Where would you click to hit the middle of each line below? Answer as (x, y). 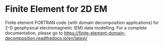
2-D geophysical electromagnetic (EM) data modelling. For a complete (76, 27)
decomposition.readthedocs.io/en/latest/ (46, 38)
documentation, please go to (34, 33)
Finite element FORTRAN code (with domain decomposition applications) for (82, 23)
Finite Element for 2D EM (56, 9)
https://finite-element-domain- (95, 33)
